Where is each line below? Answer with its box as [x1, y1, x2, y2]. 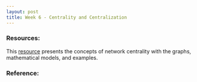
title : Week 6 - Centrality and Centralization [6, 14, 128, 20]
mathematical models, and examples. [6, 54, 98, 61]
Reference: [6, 69, 40, 77]
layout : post [6, 8, 39, 15]
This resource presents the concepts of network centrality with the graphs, [6, 47, 192, 54]
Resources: [6, 34, 40, 42]
